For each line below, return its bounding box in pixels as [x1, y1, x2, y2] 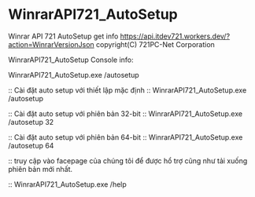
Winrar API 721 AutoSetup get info [8, 31, 119, 41]
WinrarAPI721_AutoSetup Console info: [8, 55, 134, 64]
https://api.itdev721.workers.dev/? [120, 31, 231, 41]
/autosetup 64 [8, 140, 54, 150]
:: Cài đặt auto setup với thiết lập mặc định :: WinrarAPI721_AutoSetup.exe [8, 85, 247, 95]
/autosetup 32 [8, 117, 54, 126]
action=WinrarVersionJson [8, 39, 94, 49]
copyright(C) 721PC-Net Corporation [95, 39, 215, 49]
